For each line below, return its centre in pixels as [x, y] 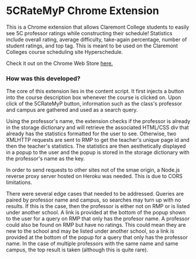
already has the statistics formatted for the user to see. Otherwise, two [91, 134]
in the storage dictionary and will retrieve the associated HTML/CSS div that [97, 128]
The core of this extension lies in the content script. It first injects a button [95, 91]
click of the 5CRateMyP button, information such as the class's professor [94, 104]
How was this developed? [43, 79]
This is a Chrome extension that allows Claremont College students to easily [98, 27]
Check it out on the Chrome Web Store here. [59, 63]
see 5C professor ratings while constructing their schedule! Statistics [89, 33]
